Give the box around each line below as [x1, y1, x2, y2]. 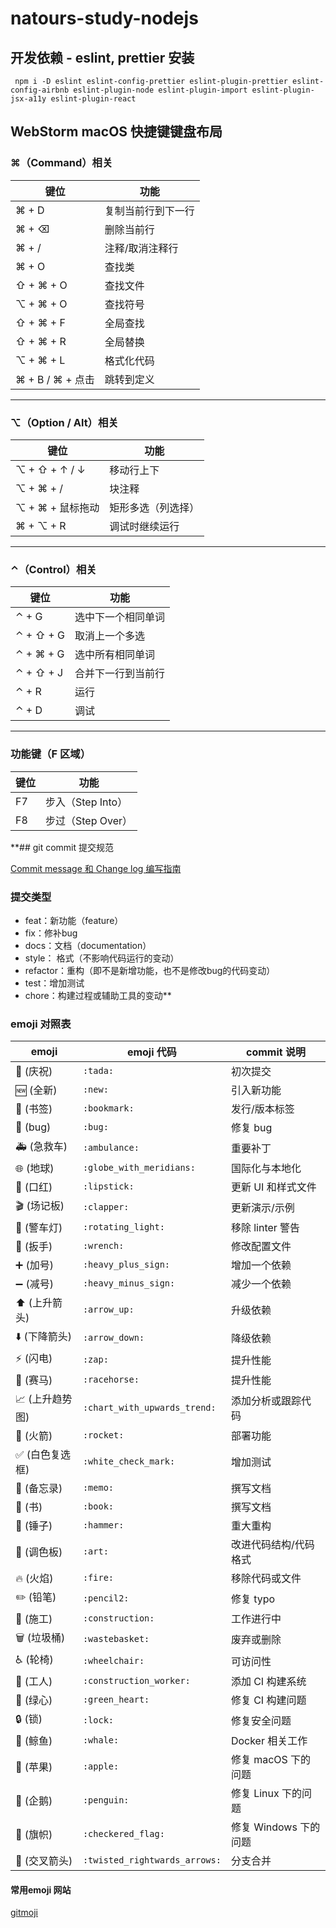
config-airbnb [10, 85, 70, 95]
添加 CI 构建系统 [230, 1675, 307, 1689]
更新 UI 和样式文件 [230, 1180, 317, 1194]
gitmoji [10, 1907, 38, 1919]
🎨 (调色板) [15, 1545, 63, 1559]
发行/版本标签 [230, 1102, 295, 1116]
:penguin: [82, 1795, 130, 1806]
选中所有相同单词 [74, 648, 155, 662]
